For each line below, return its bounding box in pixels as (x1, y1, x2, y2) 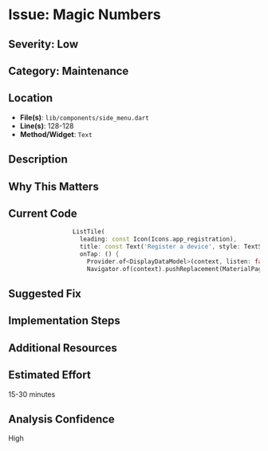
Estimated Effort (8, 368, 92, 382)
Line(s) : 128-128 (19, 121, 74, 131)
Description (8, 153, 68, 167)
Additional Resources (8, 341, 117, 355)
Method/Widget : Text (19, 129, 93, 139)
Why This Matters (8, 179, 100, 193)
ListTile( (72, 228, 105, 236)
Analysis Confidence (8, 413, 116, 426)
